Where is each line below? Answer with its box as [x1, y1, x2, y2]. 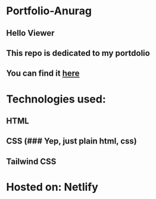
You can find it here [6, 69, 80, 79]
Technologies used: [6, 92, 106, 105]
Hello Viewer [6, 28, 55, 38]
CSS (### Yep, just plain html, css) [6, 136, 137, 147]
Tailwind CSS [6, 156, 57, 166]
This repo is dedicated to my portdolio [6, 48, 150, 58]
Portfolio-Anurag [6, 4, 92, 18]
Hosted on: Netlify [6, 180, 98, 194]
